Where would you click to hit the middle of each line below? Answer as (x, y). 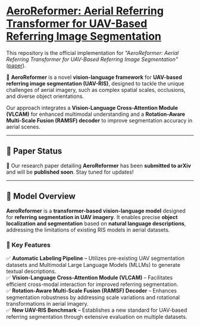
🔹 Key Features (28, 245)
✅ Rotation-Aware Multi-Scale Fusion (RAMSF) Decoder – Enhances (92, 290)
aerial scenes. (23, 127)
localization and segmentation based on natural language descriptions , (96, 223)
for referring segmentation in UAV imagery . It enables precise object (92, 217)
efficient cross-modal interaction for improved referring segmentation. (92, 284)
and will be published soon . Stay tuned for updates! (70, 172)
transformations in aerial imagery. (47, 303)
